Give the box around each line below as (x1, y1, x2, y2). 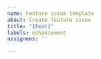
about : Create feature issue (7, 16, 91, 23)
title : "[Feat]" (7, 23, 54, 29)
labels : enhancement (7, 29, 67, 36)
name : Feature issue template (7, 10, 95, 17)
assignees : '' (7, 36, 48, 43)
